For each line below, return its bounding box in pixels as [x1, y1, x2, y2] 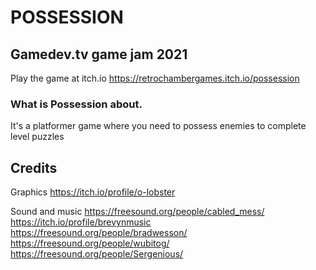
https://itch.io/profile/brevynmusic [10, 216, 152, 228]
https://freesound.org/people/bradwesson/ [10, 227, 188, 239]
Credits [10, 159, 58, 176]
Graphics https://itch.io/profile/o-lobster [10, 186, 176, 198]
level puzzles [10, 131, 65, 143]
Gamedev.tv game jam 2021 [10, 46, 188, 63]
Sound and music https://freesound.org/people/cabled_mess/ [10, 206, 265, 218]
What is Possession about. [10, 97, 143, 111]
